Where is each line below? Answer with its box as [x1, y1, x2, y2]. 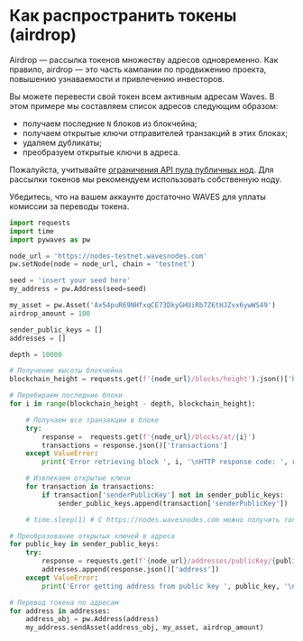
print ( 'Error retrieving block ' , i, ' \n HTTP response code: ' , [41, 457, 289, 467]
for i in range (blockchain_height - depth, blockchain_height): [9, 399, 256, 408]
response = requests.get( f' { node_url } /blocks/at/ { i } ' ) [41, 432, 256, 442]
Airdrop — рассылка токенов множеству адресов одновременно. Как [9, 54, 279, 65]
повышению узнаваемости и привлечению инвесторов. [9, 73, 225, 84]
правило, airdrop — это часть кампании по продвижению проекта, [9, 64, 267, 75]
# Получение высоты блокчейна [9, 366, 124, 375]
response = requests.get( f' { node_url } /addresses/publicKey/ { [41, 556, 277, 566]
